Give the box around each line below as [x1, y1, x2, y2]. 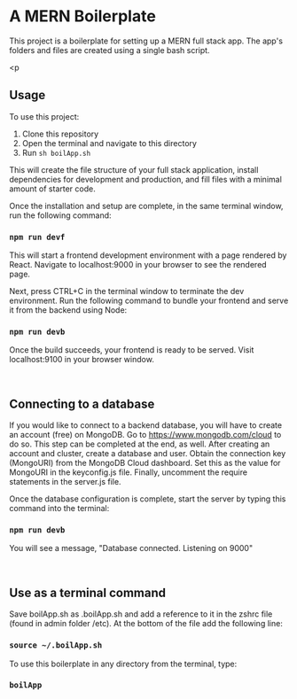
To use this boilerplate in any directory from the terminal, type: [9, 658, 238, 669]
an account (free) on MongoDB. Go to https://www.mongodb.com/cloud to [9, 430, 282, 440]
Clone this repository [21, 128, 99, 139]
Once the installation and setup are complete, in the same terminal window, [9, 200, 284, 211]
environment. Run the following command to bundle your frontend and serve [9, 295, 289, 307]
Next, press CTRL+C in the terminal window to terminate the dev [9, 286, 245, 297]
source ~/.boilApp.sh [9, 641, 103, 650]
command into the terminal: [9, 503, 110, 514]
